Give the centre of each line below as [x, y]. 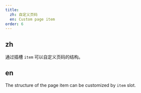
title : [12, 10]
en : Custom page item [32, 19]
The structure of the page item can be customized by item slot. [70, 85]
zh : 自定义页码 [24, 15]
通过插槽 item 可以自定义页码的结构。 [44, 57]
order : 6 [14, 24]
